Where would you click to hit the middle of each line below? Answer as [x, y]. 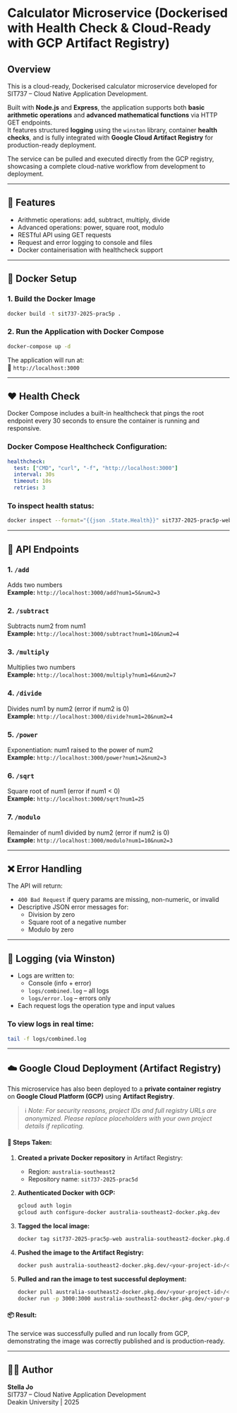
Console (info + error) [60, 983]
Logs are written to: [46, 976]
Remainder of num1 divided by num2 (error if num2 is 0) [89, 833]
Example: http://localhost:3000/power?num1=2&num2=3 [87, 757]
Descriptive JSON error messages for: [73, 907]
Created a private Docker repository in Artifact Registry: [100, 1158]
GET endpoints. [30, 122]
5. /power [23, 734]
